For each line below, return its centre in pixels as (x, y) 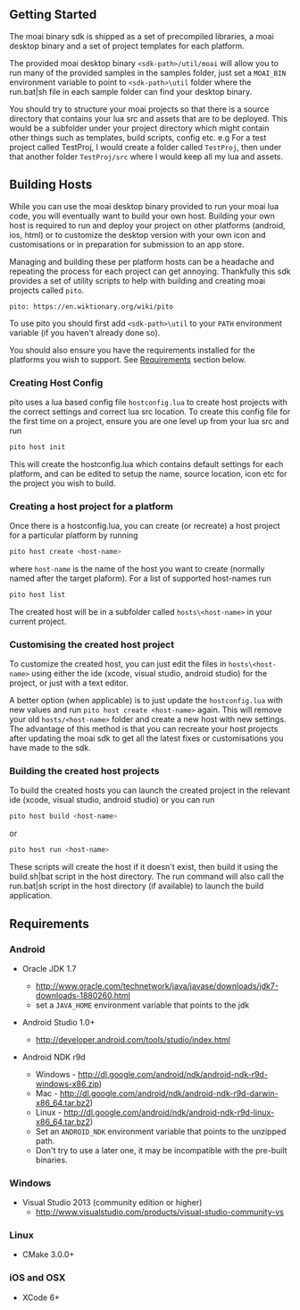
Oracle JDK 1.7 (50, 968)
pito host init (37, 447)
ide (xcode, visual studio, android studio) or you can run (112, 800)
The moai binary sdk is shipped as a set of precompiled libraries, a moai (142, 36)
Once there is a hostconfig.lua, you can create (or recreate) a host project (145, 526)
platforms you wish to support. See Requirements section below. (128, 359)
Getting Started (53, 15)
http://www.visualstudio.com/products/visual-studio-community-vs (159, 1212)
